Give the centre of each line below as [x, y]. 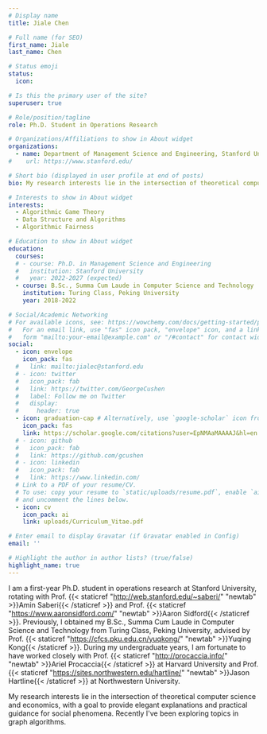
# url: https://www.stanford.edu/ [71, 161]
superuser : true [35, 103]
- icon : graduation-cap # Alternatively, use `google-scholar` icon [131, 418]
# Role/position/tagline [49, 117]
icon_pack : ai [46, 515]
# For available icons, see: [56, 322]
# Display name [33, 16]
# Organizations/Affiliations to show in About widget [101, 139]
